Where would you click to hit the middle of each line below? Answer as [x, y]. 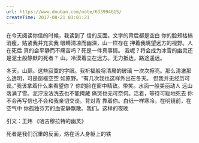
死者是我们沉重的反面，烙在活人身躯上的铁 [59, 133]
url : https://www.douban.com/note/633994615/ [64, 12]
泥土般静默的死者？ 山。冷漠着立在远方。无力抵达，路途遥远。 [88, 58]
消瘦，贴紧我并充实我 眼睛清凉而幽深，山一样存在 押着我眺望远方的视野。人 [99, 43]
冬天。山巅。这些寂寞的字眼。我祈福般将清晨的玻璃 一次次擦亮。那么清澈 [96, 70]
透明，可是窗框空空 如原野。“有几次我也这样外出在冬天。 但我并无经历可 [101, 78]
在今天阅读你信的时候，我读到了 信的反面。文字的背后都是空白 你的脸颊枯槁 [99, 35]
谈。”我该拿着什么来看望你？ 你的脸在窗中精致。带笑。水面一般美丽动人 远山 [99, 85]
